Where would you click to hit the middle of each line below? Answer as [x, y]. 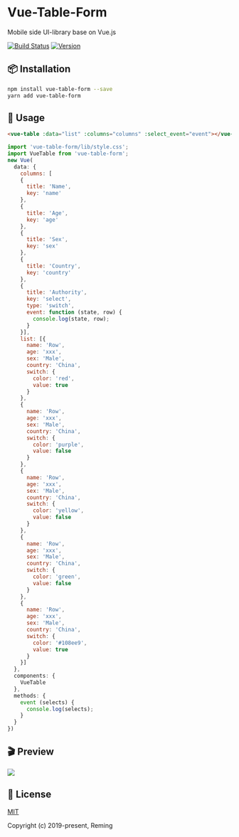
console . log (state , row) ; [71, 319]
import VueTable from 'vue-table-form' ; [68, 154]
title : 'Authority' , [57, 292]
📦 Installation [39, 69]
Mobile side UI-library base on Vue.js [62, 32]
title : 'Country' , [53, 266]
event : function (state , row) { [74, 313]
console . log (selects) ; [60, 709]
